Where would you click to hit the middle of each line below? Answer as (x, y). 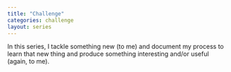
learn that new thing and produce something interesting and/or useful (108, 54)
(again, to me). (29, 62)
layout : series (30, 27)
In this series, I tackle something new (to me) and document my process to (115, 47)
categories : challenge (40, 20)
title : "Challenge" (36, 14)
